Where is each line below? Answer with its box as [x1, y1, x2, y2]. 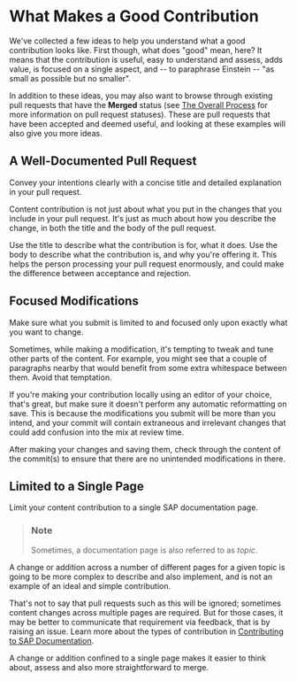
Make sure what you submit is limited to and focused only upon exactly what [9, 317, 288, 328]
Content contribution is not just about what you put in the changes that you [9, 204, 283, 214]
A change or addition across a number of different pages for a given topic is [9, 561, 286, 572]
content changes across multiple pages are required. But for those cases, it [9, 607, 284, 617]
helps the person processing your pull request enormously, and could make [9, 259, 285, 269]
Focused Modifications [9, 294, 139, 309]
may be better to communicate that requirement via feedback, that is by [9, 616, 270, 627]
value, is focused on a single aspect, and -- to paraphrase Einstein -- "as [9, 64, 275, 74]
